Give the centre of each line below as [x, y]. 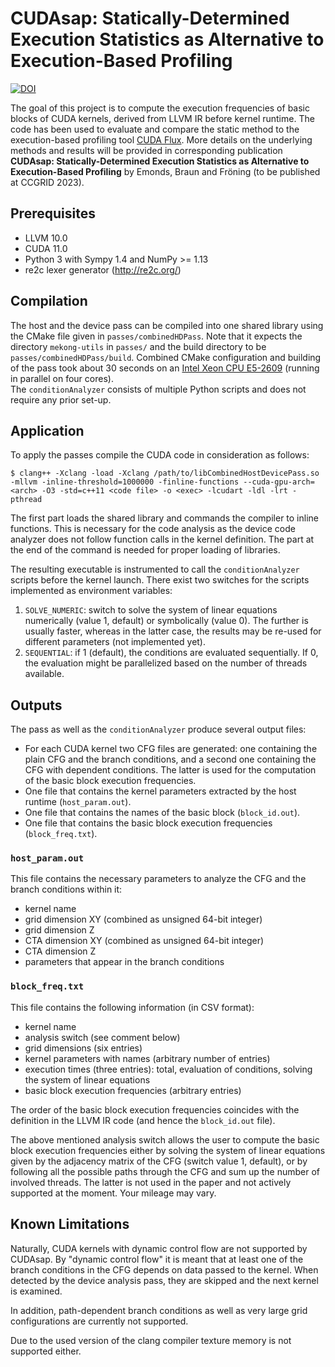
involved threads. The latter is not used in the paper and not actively [151, 1182]
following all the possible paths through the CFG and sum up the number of [165, 1171]
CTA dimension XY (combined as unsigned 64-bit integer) [144, 941]
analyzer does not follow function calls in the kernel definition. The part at [162, 539]
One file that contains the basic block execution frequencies [148, 823]
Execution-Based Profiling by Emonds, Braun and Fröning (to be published [165, 171]
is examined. [36, 1291]
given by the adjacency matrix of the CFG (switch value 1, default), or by [159, 1161]
